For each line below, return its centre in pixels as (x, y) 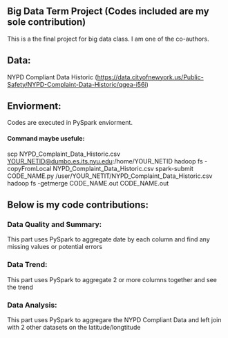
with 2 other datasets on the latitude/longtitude (74, 327)
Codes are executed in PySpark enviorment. (70, 123)
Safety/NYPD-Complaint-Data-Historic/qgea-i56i (77, 84)
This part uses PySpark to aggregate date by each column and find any (109, 239)
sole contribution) (47, 22)
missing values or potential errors (55, 247)
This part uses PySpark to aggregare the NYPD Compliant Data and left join (114, 319)
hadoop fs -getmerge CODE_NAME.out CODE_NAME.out (88, 183)
